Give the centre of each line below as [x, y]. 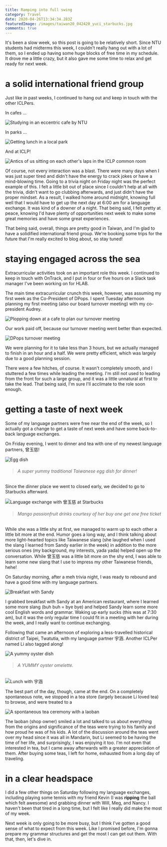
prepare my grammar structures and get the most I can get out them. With [81, 834]
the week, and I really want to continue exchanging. [58, 623]
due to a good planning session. [38, 358]
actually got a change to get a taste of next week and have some [72, 428]
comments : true [21, 28]
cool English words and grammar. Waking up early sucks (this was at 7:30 [81, 612]
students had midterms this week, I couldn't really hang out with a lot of [79, 48]
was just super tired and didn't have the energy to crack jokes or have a [79, 176]
